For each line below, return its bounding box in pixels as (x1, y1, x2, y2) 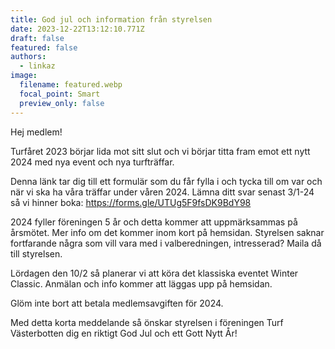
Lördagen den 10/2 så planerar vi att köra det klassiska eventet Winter (10, 267, 299, 279)
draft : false (10, 33, 65, 43)
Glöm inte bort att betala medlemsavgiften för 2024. (10, 297, 224, 309)
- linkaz (19, 61, 56, 71)
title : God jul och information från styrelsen (10, 14, 213, 25)
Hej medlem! (10, 126, 63, 138)
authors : (10, 52, 47, 62)
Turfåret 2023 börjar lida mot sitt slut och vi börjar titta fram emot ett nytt (10, 145, 311, 157)
